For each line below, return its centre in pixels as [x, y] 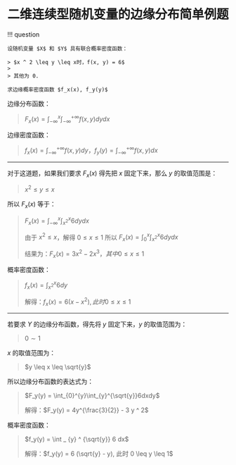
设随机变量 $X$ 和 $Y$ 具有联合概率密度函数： [67, 49]
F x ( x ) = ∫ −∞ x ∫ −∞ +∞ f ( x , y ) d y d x [67, 119]
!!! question [24, 34]
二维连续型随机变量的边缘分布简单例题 [118, 14]
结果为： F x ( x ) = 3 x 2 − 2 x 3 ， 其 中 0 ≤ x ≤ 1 [84, 254]
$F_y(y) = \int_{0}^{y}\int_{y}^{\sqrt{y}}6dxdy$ [92, 396]
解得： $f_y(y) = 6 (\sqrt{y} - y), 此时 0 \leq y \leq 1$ [99, 454]
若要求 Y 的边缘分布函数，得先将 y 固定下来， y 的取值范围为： [97, 324]
